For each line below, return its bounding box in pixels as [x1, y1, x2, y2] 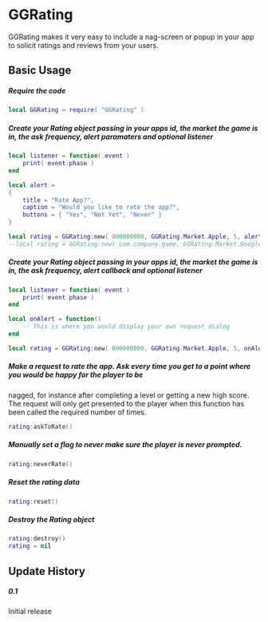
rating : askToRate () [8, 422, 73, 430]
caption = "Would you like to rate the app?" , [22, 204, 180, 212]
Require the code [8, 85, 66, 95]
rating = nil [8, 542, 52, 550]
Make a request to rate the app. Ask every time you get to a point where [8, 362, 251, 371]
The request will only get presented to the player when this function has [8, 398, 245, 408]
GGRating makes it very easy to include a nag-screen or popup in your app [8, 32, 254, 42]
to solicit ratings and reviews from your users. [8, 40, 159, 50]
